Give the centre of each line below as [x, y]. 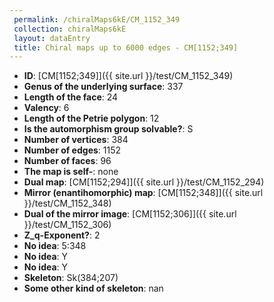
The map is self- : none [71, 172]
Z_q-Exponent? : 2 [62, 235]
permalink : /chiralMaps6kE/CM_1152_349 [97, 19]
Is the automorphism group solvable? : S [108, 129]
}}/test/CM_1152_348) [67, 203]
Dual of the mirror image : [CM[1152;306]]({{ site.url [130, 214]
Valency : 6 [46, 108]
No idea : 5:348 [55, 246]
